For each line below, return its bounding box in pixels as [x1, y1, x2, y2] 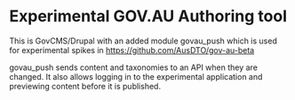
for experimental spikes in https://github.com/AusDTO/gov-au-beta [9, 44, 255, 55]
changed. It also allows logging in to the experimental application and [9, 71, 263, 81]
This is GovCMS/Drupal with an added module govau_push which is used [9, 35, 277, 46]
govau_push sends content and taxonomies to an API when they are [9, 62, 258, 73]
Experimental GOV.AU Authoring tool [9, 6, 287, 27]
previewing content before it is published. [9, 81, 162, 91]
